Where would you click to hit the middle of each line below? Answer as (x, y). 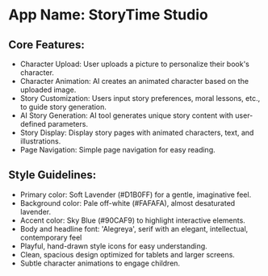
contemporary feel (51, 237)
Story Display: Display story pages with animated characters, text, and (137, 132)
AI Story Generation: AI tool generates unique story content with (127, 115)
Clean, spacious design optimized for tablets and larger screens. (128, 254)
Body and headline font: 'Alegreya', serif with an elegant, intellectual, (134, 228)
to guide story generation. (63, 107)
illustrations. (40, 141)
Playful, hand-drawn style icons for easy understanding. (113, 246)
